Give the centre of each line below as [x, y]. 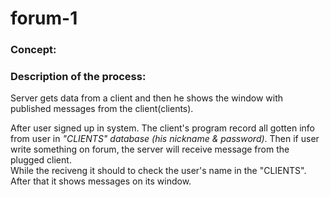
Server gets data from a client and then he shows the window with [147, 98]
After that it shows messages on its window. [101, 181]
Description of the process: [78, 77]
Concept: [33, 50]
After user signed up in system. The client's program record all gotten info [162, 128]
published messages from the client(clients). [102, 109]
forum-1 [44, 18]
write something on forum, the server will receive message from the [150, 149]
